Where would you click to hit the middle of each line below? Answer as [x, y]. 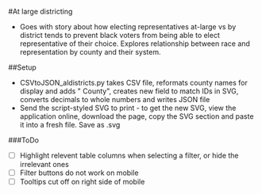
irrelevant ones [44, 165]
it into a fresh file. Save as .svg [70, 125]
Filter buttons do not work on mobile [79, 173]
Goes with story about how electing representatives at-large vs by [128, 27]
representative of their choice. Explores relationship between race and [135, 44]
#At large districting [40, 11]
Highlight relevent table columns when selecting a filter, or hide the [129, 155]
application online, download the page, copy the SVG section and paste [137, 116]
